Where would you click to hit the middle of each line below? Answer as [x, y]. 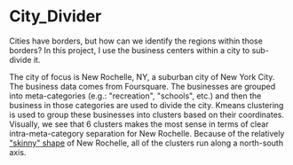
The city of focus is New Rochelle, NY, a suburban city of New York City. [142, 76]
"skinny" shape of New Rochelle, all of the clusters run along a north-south [146, 143]
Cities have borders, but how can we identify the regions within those [136, 41]
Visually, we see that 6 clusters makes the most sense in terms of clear [139, 124]
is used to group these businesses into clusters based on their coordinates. [146, 114]
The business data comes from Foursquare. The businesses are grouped [143, 86]
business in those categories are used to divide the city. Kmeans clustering [146, 105]
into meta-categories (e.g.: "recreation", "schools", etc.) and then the [135, 96]
